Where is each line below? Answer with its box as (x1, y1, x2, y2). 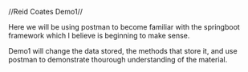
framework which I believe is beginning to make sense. (8, 31, 190, 40)
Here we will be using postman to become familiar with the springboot (8, 22, 241, 31)
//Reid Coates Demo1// (8, 7, 83, 16)
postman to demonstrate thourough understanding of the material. (8, 55, 228, 64)
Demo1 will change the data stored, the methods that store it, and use (8, 46, 238, 55)
